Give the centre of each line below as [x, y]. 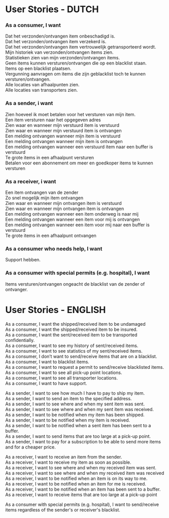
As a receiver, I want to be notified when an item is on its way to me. [76, 478]
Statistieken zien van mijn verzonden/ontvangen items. [63, 58]
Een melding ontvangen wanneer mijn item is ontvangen [64, 141]
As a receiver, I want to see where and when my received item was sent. [81, 467]
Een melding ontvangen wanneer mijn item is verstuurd [63, 136]
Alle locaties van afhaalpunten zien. [42, 85]
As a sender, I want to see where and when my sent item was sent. [75, 404]
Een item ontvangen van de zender [42, 193]
